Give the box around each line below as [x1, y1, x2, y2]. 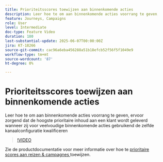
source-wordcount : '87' [5, 57, 53, 61]
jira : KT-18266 [5, 43, 36, 48]
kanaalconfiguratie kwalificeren [5, 128, 68, 133]
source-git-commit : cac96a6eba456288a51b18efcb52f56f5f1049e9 [5, 47, 133, 52]
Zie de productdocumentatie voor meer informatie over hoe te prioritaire [5, 147, 149, 152]
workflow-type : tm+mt [5, 52, 49, 57]
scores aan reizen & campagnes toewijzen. [5, 152, 91, 158]
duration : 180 [5, 34, 34, 39]
